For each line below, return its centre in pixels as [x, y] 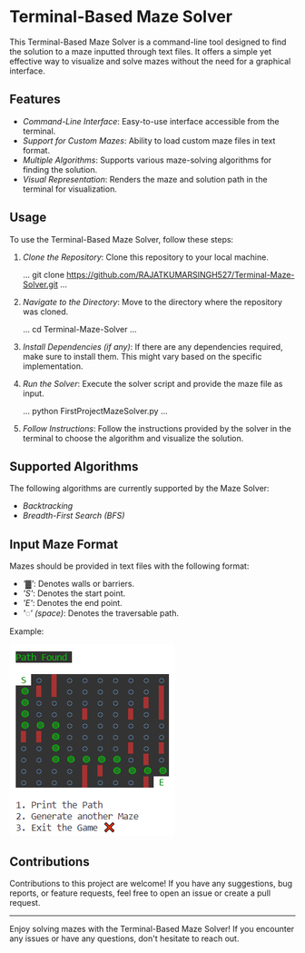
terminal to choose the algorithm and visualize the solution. [133, 438]
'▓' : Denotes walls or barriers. [78, 584]
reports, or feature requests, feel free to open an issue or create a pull [140, 893]
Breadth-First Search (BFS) [74, 516]
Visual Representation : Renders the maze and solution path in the [145, 179]
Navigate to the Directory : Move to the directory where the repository [152, 302]
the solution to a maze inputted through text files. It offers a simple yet [141, 51]
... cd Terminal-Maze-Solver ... [80, 329]
